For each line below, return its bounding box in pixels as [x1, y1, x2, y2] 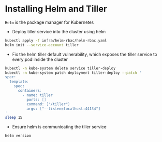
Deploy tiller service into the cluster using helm [12, 28, 106, 34]
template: [9, 79, 29, 84]
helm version [5, 133, 31, 138]
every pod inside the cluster [12, 57, 68, 62]
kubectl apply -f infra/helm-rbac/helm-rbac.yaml [5, 38, 107, 43]
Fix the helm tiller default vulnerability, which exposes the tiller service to [12, 51, 158, 57]
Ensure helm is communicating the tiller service [12, 124, 107, 130]
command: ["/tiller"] [26, 101, 70, 107]
